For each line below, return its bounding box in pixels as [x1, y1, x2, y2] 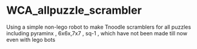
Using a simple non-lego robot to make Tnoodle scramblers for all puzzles [6, 23, 192, 30]
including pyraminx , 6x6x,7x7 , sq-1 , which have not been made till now [6, 29, 188, 36]
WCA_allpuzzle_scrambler [6, 4, 142, 17]
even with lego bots [6, 36, 56, 43]
